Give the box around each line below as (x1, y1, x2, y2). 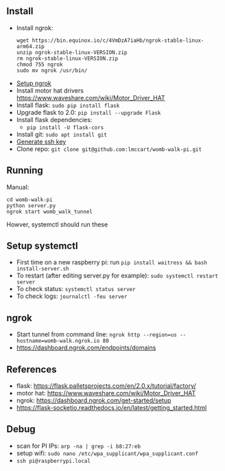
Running (6, 165, 44, 176)
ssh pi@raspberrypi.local (16, 457, 91, 464)
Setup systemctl (6, 240, 78, 252)
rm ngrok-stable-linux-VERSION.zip (16, 55, 119, 62)
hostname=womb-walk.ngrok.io (16, 338, 100, 345)
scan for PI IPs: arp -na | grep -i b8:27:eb (16, 441, 141, 450)
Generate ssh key (16, 137, 67, 146)
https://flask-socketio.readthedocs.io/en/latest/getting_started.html (16, 404, 207, 412)
